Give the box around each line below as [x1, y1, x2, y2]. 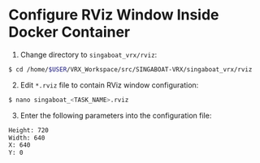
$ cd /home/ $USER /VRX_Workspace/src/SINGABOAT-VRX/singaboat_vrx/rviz [8, 65, 253, 74]
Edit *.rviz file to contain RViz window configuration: [19, 79, 199, 90]
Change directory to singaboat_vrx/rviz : [19, 49, 158, 59]
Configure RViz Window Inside [8, 6, 219, 24]
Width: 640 [8, 134, 45, 142]
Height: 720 [8, 126, 49, 135]
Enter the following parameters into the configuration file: [19, 110, 212, 120]
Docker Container [8, 23, 131, 41]
